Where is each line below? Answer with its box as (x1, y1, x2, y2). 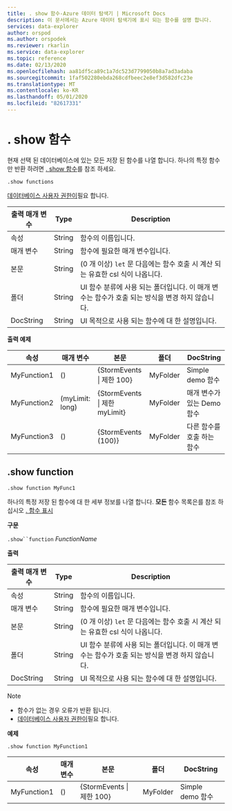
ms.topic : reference (7, 55, 67, 62)
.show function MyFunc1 (7, 485, 76, 491)
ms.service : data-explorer (7, 49, 85, 56)
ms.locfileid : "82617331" (7, 100, 81, 107)
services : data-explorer (7, 23, 79, 30)
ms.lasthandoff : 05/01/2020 (7, 94, 88, 101)
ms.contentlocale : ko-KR (7, 87, 79, 94)
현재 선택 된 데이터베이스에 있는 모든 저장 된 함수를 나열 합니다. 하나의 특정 (7, 156, 208, 164)
